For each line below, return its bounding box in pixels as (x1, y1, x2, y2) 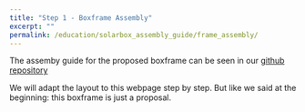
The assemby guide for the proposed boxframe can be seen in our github (9, 56, 285, 66)
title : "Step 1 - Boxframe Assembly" (9, 13, 153, 23)
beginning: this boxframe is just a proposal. (9, 92, 172, 103)
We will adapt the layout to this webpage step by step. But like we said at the (9, 83, 297, 94)
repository (9, 65, 48, 76)
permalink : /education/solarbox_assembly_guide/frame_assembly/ (9, 30, 259, 39)
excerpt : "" (9, 22, 55, 31)
